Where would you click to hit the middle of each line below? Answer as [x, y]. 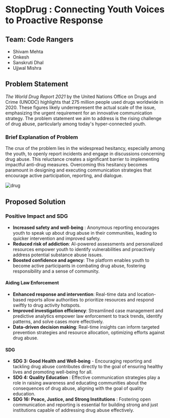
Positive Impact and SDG [37, 216]
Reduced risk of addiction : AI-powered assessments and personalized [88, 244]
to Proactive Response [54, 20]
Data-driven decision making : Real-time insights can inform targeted [86, 327]
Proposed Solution [35, 202]
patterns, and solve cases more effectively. [58, 321]
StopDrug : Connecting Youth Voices [85, 9]
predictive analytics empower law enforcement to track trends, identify [87, 316]
